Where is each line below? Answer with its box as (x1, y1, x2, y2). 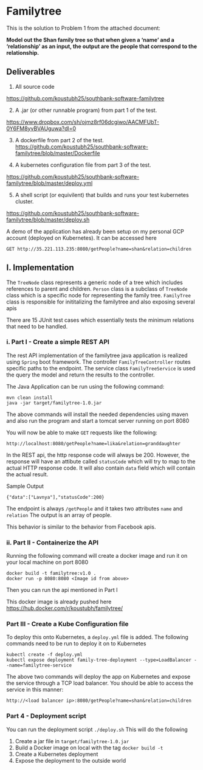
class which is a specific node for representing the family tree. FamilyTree (6, 291, 191, 299)
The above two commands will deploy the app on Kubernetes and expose (6, 673, 191, 681)
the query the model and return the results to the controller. (6, 371, 155, 378)
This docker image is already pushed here (6, 598, 112, 606)
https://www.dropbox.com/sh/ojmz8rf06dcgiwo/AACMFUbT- (6, 118, 160, 125)
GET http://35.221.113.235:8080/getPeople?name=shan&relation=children (6, 246, 191, 252)
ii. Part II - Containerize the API (6, 538, 99, 547)
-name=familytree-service (6, 662, 72, 668)
